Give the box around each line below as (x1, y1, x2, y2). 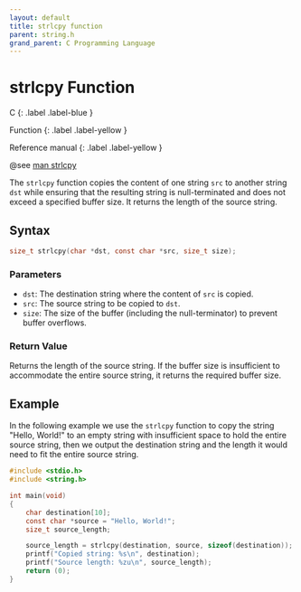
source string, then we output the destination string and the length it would (9, 439, 287, 450)
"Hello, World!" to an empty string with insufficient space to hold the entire (9, 430, 287, 441)
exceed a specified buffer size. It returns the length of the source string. (9, 196, 277, 208)
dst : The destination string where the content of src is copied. (22, 288, 254, 299)
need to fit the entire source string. (9, 449, 139, 460)
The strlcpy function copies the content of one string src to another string (9, 177, 287, 188)
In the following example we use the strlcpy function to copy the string (9, 420, 275, 431)
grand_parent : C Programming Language (9, 38, 155, 48)
